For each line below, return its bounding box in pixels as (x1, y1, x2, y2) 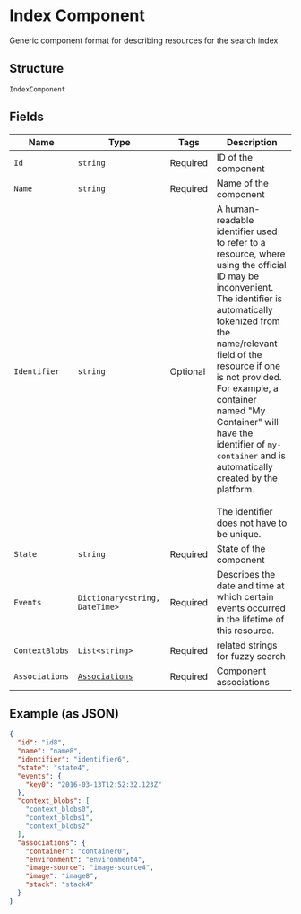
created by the (216, 472, 278, 484)
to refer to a (216, 236, 266, 248)
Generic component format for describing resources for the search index (9, 35, 279, 46)
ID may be (216, 270, 260, 283)
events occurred (216, 602, 287, 614)
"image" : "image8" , (25, 872, 99, 881)
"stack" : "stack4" (25, 880, 94, 889)
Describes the (216, 568, 276, 580)
